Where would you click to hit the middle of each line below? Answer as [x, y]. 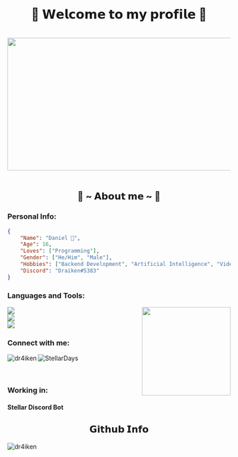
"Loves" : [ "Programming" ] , [60, 251]
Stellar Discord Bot [35, 407]
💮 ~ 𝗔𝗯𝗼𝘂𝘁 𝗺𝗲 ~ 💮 [119, 196]
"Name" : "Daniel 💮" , [50, 238]
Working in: [28, 391]
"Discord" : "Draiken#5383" [60, 271]
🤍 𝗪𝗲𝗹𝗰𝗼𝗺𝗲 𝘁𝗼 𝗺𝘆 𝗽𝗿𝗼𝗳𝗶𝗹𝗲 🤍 [119, 15]
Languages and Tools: [46, 295]
